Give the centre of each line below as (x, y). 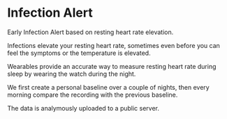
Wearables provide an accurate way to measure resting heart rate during (112, 66)
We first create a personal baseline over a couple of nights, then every (108, 87)
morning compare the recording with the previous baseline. (93, 95)
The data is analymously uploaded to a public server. (83, 108)
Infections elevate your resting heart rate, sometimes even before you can (113, 45)
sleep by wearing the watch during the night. (72, 74)
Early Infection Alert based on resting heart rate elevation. (90, 32)
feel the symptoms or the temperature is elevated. (79, 53)
